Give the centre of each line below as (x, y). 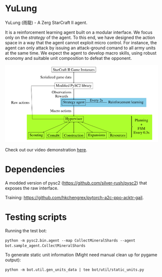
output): (13, 260)
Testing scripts (36, 217)
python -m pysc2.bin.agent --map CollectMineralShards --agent (70, 240)
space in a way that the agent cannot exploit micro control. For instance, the (81, 42)
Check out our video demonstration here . (46, 149)
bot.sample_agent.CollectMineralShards (45, 246)
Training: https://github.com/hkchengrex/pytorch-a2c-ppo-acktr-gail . (74, 197)
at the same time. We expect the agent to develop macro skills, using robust (81, 53)
